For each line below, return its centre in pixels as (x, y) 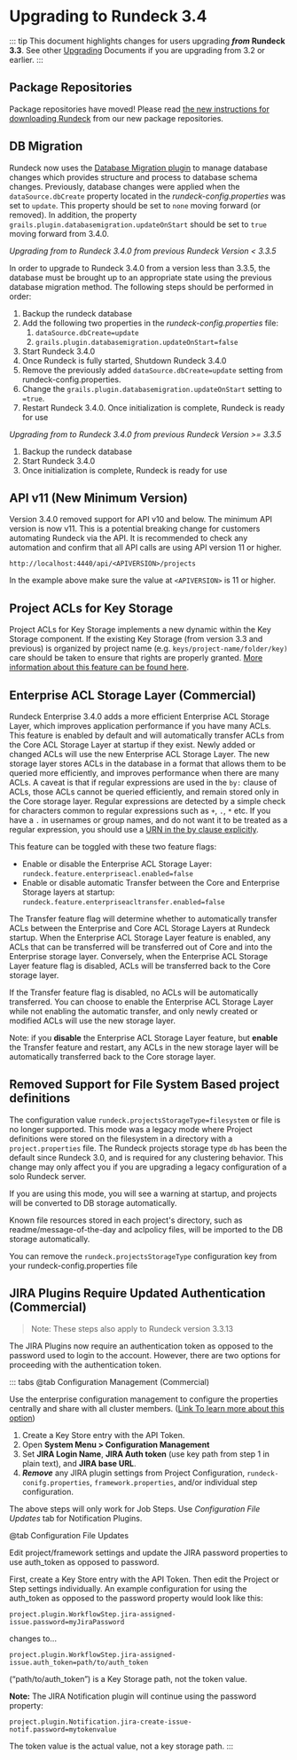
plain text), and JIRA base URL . (79, 1463)
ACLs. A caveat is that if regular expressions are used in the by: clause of (143, 782)
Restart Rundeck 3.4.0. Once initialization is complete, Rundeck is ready (153, 407)
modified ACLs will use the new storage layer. (92, 1021)
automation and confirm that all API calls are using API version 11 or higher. (145, 548)
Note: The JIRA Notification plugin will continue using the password (133, 1696)
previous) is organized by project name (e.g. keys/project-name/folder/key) (148, 648)
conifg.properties (56, 1482)
